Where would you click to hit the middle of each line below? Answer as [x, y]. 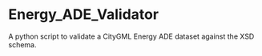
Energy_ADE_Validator [83, 15]
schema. [22, 44]
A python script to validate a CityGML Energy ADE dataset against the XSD [131, 36]
